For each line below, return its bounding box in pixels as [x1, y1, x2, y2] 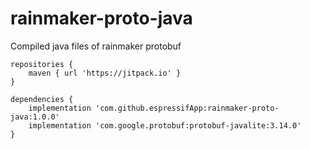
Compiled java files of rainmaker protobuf [10, 40, 182, 52]
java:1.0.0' [10, 112, 60, 122]
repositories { [10, 59, 74, 69]
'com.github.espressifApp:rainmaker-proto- [95, 103, 280, 113]
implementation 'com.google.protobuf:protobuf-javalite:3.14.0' [28, 120, 302, 131]
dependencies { [10, 94, 74, 104]
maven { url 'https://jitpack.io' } [28, 68, 182, 78]
